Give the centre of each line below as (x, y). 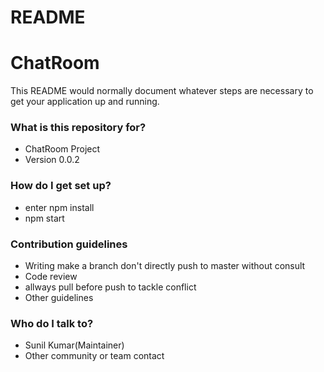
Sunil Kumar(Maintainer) (74, 345)
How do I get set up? (61, 186)
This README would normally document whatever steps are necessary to (162, 91)
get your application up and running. (85, 102)
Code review (51, 277)
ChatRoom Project (62, 149)
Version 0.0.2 (52, 160)
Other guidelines (59, 298)
